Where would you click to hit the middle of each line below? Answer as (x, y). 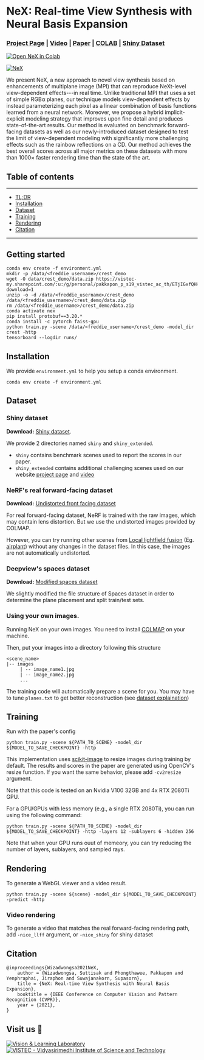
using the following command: (44, 815)
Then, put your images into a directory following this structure (83, 647)
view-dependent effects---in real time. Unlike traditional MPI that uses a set (101, 93)
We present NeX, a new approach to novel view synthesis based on (90, 80)
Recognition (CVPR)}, (34, 1000)
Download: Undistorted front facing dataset (61, 503)
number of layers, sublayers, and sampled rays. (66, 849)
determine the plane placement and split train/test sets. (75, 600)
